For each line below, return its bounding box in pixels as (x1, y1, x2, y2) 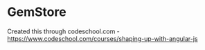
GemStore (7, 4, 67, 20)
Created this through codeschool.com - (7, 27, 120, 35)
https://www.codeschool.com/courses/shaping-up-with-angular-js (7, 34, 198, 42)
